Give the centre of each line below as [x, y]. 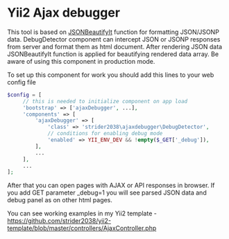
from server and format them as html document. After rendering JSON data [115, 46]
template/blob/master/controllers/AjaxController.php [82, 228]
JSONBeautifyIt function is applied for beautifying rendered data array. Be [113, 54]
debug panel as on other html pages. [60, 200]
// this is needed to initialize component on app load [105, 101]
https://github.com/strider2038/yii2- [59, 221]
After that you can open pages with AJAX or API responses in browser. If [111, 186]
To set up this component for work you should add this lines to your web [111, 75]
